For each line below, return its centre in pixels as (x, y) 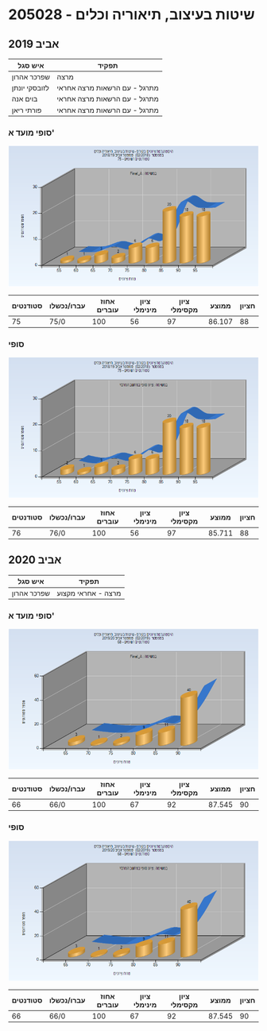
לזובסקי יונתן (30, 88)
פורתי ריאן (27, 110)
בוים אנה (25, 99)
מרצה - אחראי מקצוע (89, 593)
